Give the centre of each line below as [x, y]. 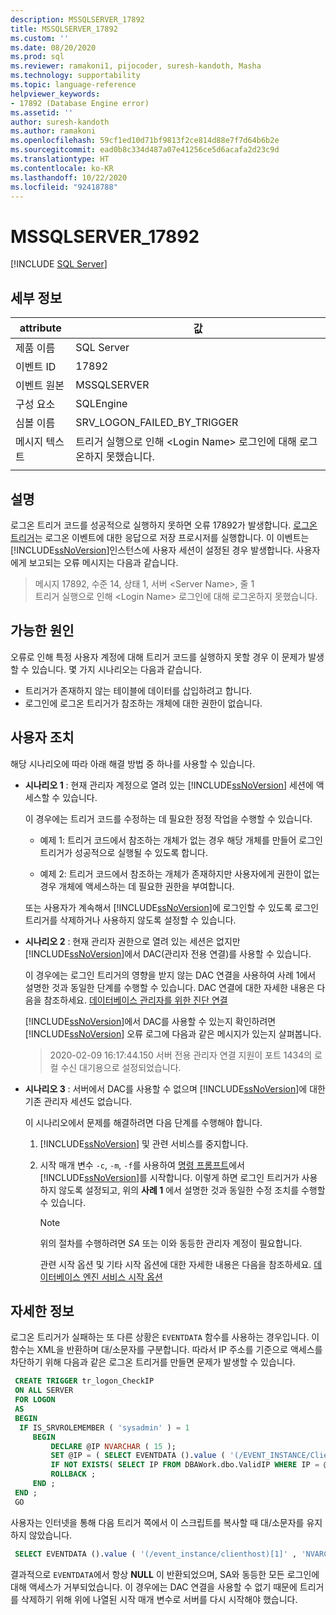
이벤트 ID [36, 367]
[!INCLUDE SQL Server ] [59, 264]
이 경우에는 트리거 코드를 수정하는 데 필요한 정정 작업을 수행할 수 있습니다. [168, 818]
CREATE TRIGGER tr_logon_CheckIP [84, 1381]
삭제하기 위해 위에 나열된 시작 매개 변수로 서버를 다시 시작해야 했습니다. [159, 1599]
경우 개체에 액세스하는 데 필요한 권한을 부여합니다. [137, 886]
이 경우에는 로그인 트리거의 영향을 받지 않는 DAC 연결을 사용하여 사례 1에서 [170, 975]
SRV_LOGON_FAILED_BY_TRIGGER [157, 423]
